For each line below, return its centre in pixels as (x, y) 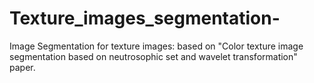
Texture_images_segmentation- (145, 18)
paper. (22, 67)
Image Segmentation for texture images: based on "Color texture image (156, 46)
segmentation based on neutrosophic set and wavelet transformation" (153, 56)
